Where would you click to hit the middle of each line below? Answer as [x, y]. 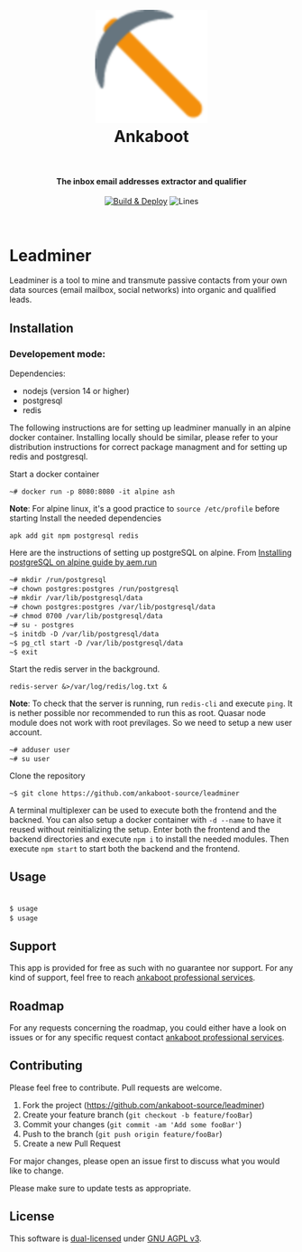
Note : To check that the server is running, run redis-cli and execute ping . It [151, 703]
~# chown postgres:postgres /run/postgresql [94, 589]
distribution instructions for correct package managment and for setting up [148, 447]
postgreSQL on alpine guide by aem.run [83, 562]
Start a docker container [55, 475]
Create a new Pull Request [72, 1144]
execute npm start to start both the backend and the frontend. [125, 849]
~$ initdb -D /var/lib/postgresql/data [84, 635]
